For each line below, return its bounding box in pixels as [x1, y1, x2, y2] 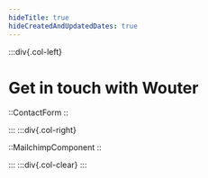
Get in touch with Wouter [8, 77, 199, 98]
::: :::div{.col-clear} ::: [8, 159, 87, 171]
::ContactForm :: [8, 107, 68, 118]
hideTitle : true [8, 13, 69, 22]
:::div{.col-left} [8, 46, 62, 57]
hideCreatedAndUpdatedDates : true [8, 22, 139, 31]
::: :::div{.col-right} [8, 125, 77, 136]
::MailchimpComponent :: [8, 142, 102, 153]
